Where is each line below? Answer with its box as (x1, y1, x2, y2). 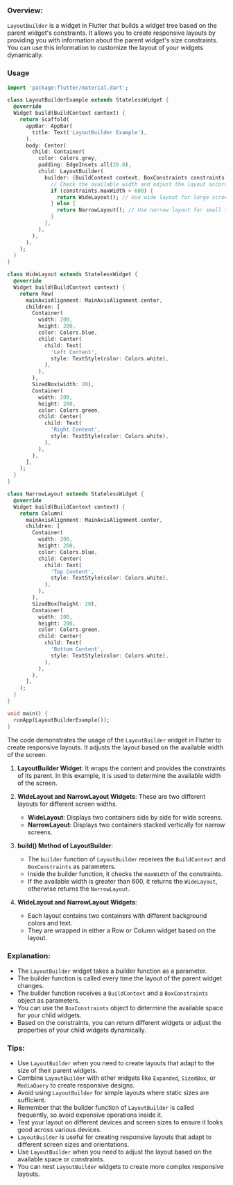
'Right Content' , (51, 427, 101, 434)
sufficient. (17, 1096, 46, 1104)
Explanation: (7, 951, 51, 960)
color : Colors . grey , (37, 155, 98, 162)
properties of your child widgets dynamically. (17, 1026, 147, 1034)
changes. (17, 981, 44, 989)
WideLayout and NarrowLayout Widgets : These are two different (17, 792, 206, 800)
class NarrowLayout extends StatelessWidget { (7, 491, 144, 498)
